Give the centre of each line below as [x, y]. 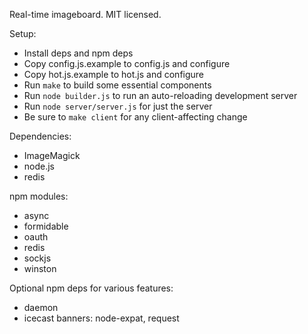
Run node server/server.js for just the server [118, 106]
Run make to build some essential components [117, 85]
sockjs [37, 258]
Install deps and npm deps [78, 53]
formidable [46, 226]
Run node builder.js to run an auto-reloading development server [160, 95]
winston [40, 268]
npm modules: [39, 196]
